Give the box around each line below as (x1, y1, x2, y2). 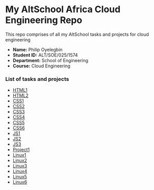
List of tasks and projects (5, 75, 69, 83)
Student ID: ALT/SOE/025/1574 (12, 52, 78, 58)
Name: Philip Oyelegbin (12, 46, 63, 52)
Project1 (12, 147, 30, 153)
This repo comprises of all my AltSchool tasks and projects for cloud (5, 31, 149, 37)
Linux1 (12, 152, 27, 158)
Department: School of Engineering (12, 57, 88, 63)
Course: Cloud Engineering (12, 63, 70, 69)
